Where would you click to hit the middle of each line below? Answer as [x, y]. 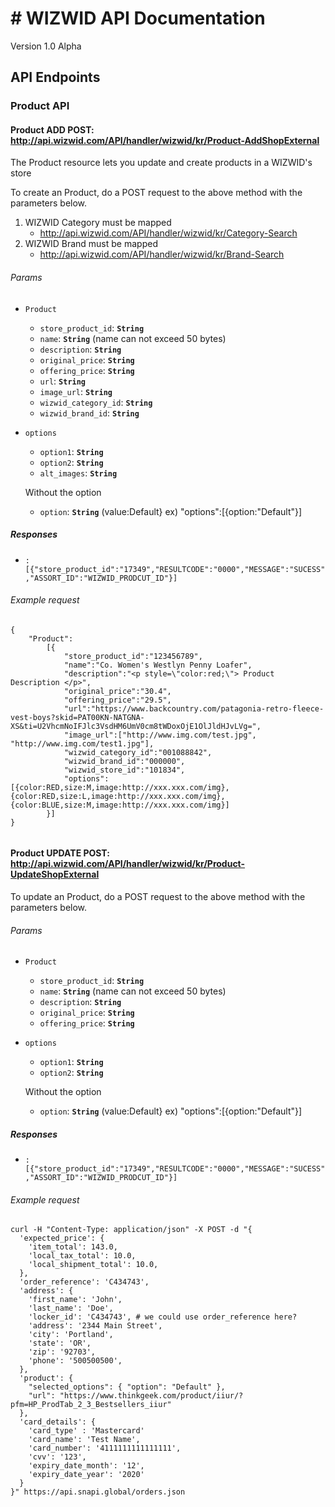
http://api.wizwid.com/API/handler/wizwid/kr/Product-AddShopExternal [165, 140]
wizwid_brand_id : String [89, 413]
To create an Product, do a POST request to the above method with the [156, 193]
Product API [40, 106]
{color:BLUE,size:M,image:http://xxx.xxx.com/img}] [120, 805]
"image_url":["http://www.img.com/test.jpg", [160, 735]
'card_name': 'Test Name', [84, 1440]
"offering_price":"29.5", [117, 700]
